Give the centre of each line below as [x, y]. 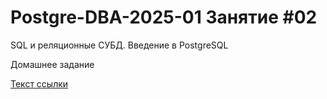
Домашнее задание [52, 64]
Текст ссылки [39, 83]
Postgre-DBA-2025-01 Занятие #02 [164, 17]
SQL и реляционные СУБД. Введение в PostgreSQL [119, 45]
